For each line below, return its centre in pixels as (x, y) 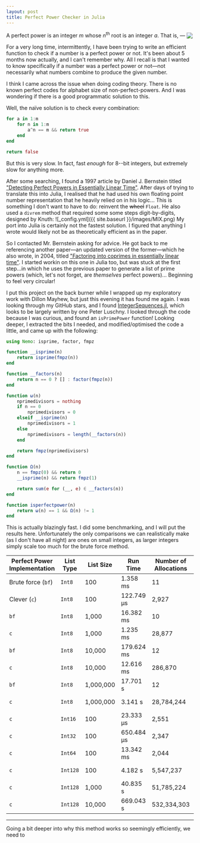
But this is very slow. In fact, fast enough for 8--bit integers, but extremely (97, 163)
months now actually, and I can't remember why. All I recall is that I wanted (98, 59)
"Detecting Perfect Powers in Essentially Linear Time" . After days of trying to (100, 187)
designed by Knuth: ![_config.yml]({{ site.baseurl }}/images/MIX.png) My (95, 219)
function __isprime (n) (34, 352)
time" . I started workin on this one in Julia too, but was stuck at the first (93, 262)
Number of (171, 561)
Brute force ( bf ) (31, 582)
